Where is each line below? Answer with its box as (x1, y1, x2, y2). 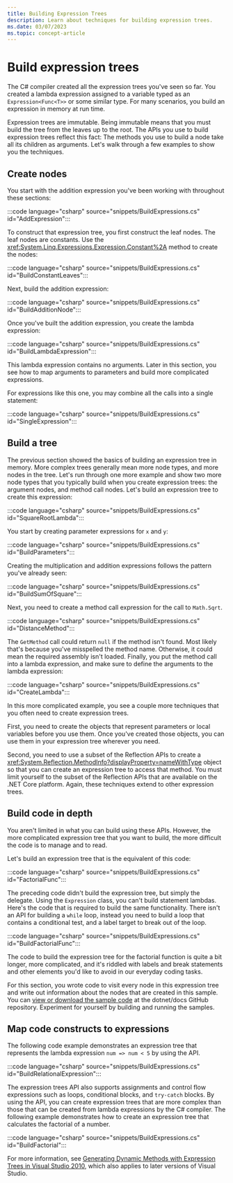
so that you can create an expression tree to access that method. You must (7, 765, 223, 773)
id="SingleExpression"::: (7, 417, 77, 425)
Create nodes (7, 168, 67, 179)
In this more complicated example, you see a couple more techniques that (7, 701, 219, 709)
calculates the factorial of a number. (7, 1120, 111, 1129)
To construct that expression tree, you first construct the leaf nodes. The (7, 228, 216, 236)
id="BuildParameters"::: (7, 547, 75, 556)
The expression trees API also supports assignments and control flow (7, 1083, 207, 1092)
